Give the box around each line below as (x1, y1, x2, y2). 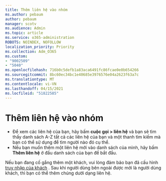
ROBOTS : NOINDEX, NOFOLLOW (5, 40, 61, 45)
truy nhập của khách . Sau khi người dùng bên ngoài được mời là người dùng (5, 165, 162, 171)
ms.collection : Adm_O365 (5, 49, 57, 54)
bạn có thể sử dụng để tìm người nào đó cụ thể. (12, 139, 110, 145)
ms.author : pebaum (5, 12, 43, 17)
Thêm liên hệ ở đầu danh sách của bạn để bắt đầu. (12, 150, 117, 156)
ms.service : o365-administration (5, 35, 75, 40)
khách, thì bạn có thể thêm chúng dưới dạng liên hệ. (5, 170, 112, 176)
